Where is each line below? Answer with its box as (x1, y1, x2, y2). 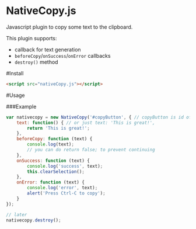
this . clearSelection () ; (27, 168, 85, 175)
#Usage (6, 92, 25, 99)
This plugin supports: (6, 34, 57, 41)
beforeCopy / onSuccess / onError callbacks (14, 52, 111, 59)
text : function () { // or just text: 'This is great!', (16, 120, 156, 126)
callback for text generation (14, 46, 81, 53)
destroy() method (14, 58, 58, 65)
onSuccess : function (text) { (16, 158, 90, 164)
